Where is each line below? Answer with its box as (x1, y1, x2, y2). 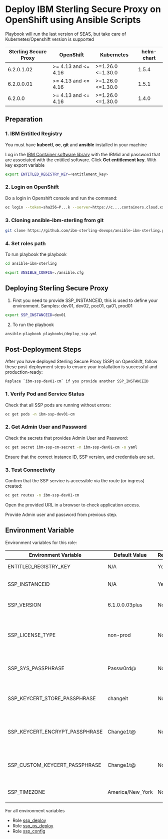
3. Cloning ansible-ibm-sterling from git (5, 217, 104, 224)
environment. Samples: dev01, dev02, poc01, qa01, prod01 (12, 302, 132, 308)
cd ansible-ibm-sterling (5, 261, 57, 266)
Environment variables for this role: (5, 539, 77, 546)
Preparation (5, 115, 43, 124)
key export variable (5, 162, 45, 168)
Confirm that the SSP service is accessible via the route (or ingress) (5, 477, 145, 483)
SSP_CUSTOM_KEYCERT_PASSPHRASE (7, 761, 101, 768)
